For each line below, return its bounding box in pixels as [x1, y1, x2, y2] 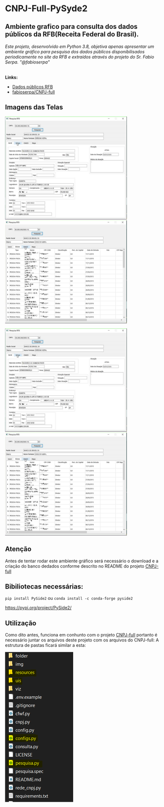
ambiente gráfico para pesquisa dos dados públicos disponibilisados [5, 49, 145, 55]
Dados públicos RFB [12, 84, 53, 89]
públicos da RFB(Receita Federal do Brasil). [5, 30, 139, 38]
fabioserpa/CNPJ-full [12, 89, 55, 95]
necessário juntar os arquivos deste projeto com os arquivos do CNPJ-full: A [5, 637, 159, 643]
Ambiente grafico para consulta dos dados [5, 22, 138, 31]
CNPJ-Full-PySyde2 [5, 3, 88, 14]
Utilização [5, 619, 37, 627]
